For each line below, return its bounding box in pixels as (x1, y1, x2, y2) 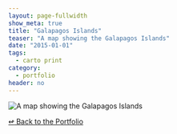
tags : (8, 49, 26, 57)
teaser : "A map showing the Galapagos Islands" (8, 34, 171, 43)
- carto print (15, 57, 62, 65)
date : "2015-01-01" (8, 42, 74, 50)
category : (8, 64, 42, 72)
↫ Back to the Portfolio (8, 116, 84, 126)
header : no (8, 79, 45, 87)
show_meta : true (8, 19, 62, 27)
